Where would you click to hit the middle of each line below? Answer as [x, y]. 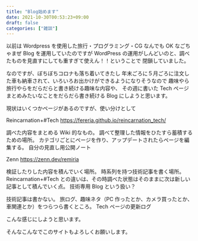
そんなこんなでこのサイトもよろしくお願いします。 [68, 232]
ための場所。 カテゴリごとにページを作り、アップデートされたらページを [95, 140]
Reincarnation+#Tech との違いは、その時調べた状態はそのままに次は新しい [98, 179]
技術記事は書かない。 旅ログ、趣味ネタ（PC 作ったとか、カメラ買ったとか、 [100, 199]
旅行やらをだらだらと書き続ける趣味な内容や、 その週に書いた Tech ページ [98, 88]
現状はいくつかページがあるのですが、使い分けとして [71, 108]
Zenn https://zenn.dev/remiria [43, 159]
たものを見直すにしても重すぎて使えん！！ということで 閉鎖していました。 [98, 61]
